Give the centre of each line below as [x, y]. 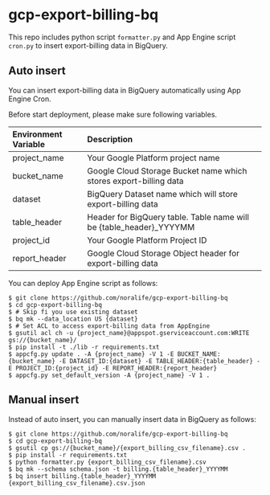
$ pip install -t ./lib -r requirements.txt [84, 347]
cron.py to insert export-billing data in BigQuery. [88, 45]
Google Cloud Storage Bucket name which [167, 170]
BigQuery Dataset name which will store [163, 194]
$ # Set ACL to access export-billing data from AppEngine [109, 326]
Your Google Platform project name [153, 157]
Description [110, 139]
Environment [37, 134]
